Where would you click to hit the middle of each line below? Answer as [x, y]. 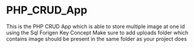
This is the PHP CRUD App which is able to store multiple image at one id [96, 26]
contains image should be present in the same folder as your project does [97, 39]
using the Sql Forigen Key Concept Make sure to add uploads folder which [97, 32]
